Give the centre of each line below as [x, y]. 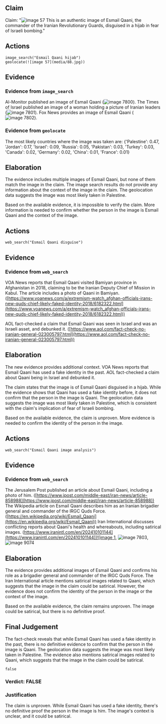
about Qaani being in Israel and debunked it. [50, 377]
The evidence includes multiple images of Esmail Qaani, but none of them [80, 179]
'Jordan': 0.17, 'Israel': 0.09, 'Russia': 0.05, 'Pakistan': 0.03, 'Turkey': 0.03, [80, 147]
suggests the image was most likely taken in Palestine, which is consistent [81, 403]
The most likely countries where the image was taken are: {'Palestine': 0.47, [82, 141]
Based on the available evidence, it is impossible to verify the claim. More [80, 205]
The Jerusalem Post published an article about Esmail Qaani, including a [79, 490]
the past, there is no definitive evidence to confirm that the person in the [79, 644]
